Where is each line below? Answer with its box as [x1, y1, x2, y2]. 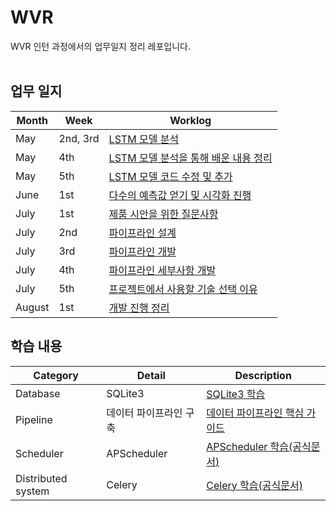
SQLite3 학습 [206, 387, 266, 401]
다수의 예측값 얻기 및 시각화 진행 [108, 188, 252, 202]
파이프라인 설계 [108, 226, 177, 240]
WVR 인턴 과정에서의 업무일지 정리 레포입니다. [10, 40, 192, 52]
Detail [136, 368, 166, 382]
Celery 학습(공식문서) [206, 478, 303, 492]
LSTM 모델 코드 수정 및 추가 [108, 169, 233, 183]
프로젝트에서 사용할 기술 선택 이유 [108, 282, 258, 296]
